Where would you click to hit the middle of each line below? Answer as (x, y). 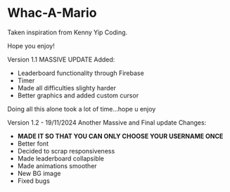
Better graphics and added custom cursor (78, 95)
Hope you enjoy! (31, 46)
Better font (33, 143)
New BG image (39, 173)
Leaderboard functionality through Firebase (81, 73)
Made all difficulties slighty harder (66, 88)
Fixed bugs (34, 181)
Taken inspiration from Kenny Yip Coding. (68, 32)
